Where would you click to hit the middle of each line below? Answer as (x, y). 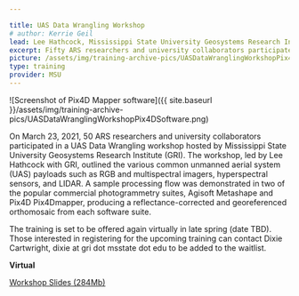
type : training (37, 67)
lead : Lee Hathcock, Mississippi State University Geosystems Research (145, 42)
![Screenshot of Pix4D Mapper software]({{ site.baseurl (111, 100)
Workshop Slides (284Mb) (57, 282)
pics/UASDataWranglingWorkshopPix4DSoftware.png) (109, 119)
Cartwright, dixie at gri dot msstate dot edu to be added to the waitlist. (138, 248)
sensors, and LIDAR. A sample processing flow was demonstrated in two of (147, 183)
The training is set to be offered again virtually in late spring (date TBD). (141, 228)
